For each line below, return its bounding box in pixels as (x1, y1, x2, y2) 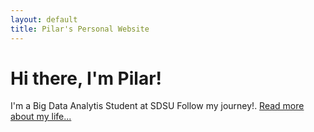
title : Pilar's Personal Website (10, 24, 150, 34)
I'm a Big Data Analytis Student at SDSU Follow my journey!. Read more (10, 100, 305, 112)
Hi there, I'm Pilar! (10, 67, 163, 90)
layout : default (10, 14, 78, 25)
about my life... (10, 111, 72, 123)
